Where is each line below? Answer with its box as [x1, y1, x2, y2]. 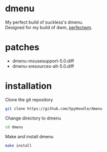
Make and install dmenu [5, 133, 54, 139]
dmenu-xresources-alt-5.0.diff [12, 63, 74, 69]
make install [5, 143, 32, 148]
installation [5, 81, 52, 91]
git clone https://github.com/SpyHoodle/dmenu [5, 106, 103, 111]
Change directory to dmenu [5, 115, 61, 121]
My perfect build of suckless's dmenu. [5, 19, 83, 25]
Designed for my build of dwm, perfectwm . [5, 24, 93, 30]
